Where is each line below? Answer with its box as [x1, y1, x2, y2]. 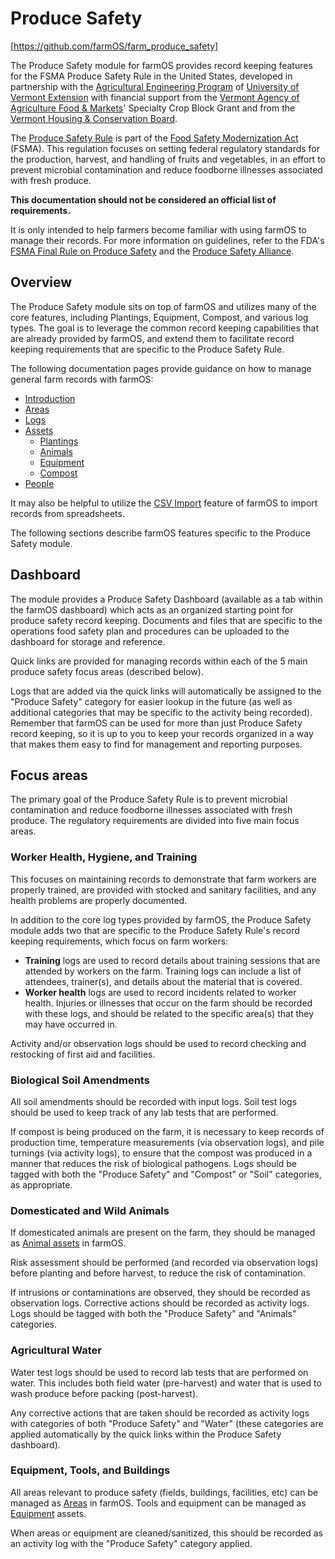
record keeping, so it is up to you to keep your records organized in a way [10, 727, 314, 739]
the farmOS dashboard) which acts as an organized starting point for [10, 603, 294, 616]
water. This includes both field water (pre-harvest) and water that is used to [10, 1377, 322, 1389]
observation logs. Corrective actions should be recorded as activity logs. [10, 1297, 310, 1309]
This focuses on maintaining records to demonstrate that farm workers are [10, 873, 317, 885]
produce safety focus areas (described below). [10, 665, 204, 677]
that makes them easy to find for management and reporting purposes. [10, 738, 303, 750]
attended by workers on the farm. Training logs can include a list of [24, 965, 302, 977]
